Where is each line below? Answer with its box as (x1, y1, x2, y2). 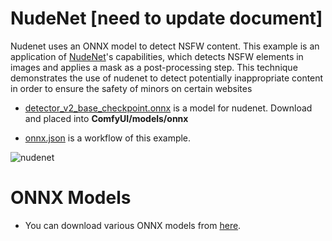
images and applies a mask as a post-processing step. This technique (10, 61, 298, 73)
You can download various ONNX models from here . (24, 219, 242, 231)
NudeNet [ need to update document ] (10, 7, 323, 30)
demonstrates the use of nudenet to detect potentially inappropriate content (10, 72, 324, 84)
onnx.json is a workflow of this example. (24, 132, 192, 144)
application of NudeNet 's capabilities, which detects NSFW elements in (10, 50, 304, 62)
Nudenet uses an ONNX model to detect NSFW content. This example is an (10, 40, 320, 52)
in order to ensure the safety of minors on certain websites (10, 82, 253, 94)
